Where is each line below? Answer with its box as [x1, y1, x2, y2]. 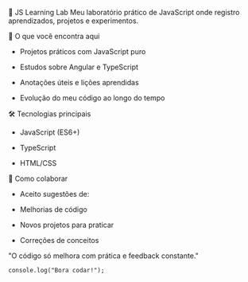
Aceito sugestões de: [19, 190, 90, 198]
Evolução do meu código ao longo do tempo [19, 93, 165, 103]
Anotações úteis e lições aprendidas [19, 78, 139, 87]
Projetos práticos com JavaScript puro [19, 47, 146, 56]
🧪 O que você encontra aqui [8, 32, 100, 41]
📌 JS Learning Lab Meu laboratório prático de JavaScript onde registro [8, 8, 240, 17]
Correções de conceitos [19, 236, 99, 245]
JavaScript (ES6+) [19, 127, 80, 137]
